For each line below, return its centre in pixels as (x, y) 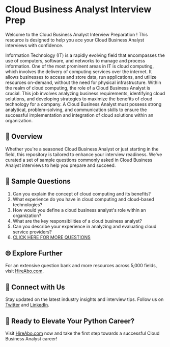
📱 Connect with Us (35, 287)
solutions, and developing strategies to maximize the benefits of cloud (79, 99)
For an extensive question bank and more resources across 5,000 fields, (81, 266)
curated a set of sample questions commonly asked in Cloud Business (79, 160)
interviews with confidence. (34, 45)
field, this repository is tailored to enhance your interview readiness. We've (84, 154)
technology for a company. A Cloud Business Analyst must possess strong (83, 104)
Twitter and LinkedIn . (27, 305)
